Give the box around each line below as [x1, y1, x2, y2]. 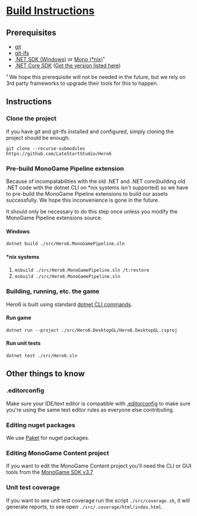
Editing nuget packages [6, 420, 75, 429]
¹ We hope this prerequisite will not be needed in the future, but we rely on [6, 74, 186, 80]
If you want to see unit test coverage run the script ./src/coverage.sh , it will [6, 497, 190, 504]
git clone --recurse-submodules [6, 146, 85, 152]
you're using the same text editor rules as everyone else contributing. [6, 406, 175, 413]
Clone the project [6, 114, 57, 123]
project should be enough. [6, 134, 70, 141]
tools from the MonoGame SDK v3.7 [6, 469, 94, 476]
